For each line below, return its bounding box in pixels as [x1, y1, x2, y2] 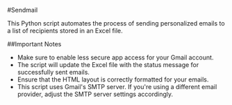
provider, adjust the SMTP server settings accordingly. [17, 90, 174, 98]
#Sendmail [7, 6, 38, 14]
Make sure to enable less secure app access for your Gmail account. [17, 53, 214, 61]
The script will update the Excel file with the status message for [17, 61, 199, 68]
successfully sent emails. [17, 68, 90, 76]
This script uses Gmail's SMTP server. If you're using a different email [17, 83, 217, 90]
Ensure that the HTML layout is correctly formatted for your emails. [17, 75, 209, 84]
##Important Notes [7, 40, 62, 48]
